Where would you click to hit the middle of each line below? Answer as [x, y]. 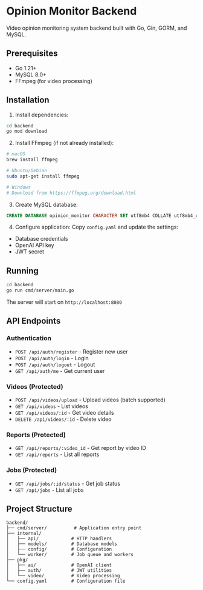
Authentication [29, 338]
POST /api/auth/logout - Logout [55, 364]
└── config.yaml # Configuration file [66, 581]
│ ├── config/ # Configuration [59, 549]
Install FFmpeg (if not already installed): [64, 143]
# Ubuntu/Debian [27, 171]
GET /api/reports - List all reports [57, 454]
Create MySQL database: [46, 204]
